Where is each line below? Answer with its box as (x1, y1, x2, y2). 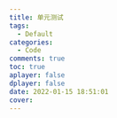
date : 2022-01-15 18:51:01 (9, 87, 109, 96)
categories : (9, 37, 53, 47)
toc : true (9, 63, 46, 72)
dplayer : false (9, 79, 66, 88)
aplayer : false (9, 71, 66, 80)
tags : (9, 21, 29, 30)
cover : (9, 95, 34, 105)
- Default (17, 29, 53, 38)
